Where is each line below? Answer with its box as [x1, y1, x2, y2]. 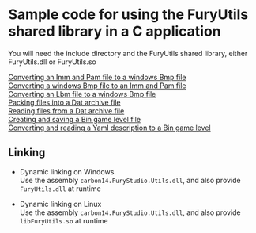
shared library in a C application [8, 22, 221, 40]
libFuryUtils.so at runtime [19, 216, 108, 225]
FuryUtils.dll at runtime [19, 184, 101, 193]
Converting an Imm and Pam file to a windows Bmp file [8, 72, 186, 82]
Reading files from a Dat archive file [8, 105, 125, 116]
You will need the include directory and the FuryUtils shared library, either [8, 48, 248, 58]
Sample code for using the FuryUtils [8, 6, 249, 24]
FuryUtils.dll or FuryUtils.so [8, 57, 96, 67]
